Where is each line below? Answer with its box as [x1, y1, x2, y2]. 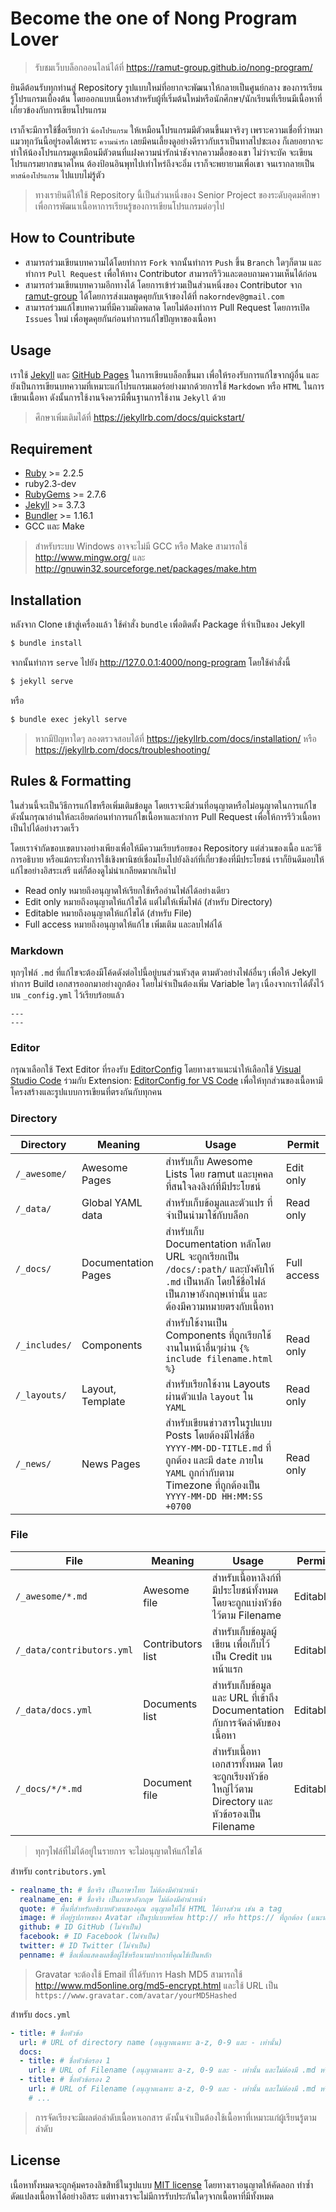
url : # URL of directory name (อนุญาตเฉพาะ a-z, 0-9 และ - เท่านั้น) [19, 2037, 283, 2047]
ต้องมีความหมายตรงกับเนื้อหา [165, 1299, 274, 1313]
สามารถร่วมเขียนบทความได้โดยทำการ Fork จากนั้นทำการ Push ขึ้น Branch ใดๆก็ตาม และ [24, 256, 322, 268]
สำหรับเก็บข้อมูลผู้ [211, 1624, 277, 1638]
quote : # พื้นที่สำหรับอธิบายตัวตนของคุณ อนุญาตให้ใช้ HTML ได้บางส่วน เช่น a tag [19, 1903, 283, 1914]
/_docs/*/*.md [15, 1783, 83, 1794]
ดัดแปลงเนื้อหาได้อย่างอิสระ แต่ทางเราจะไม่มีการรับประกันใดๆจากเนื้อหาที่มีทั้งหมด [10, 2190, 274, 2202]
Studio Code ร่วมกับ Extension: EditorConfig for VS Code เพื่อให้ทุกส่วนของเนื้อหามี [10, 1075, 323, 1087]
